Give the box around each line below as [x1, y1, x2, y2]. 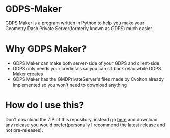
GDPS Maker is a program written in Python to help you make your [5, 20, 145, 26]
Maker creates [12, 71, 43, 77]
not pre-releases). [5, 127, 43, 133]
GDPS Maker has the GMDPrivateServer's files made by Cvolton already [12, 76, 164, 82]
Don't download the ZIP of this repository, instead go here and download [5, 116, 158, 122]
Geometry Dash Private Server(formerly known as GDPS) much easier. [5, 25, 154, 31]
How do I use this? [5, 100, 84, 111]
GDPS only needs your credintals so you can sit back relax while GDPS [12, 65, 161, 71]
